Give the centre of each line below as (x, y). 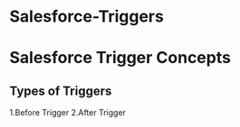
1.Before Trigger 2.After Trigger (68, 113)
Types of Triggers (61, 91)
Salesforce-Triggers (87, 17)
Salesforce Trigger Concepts (120, 58)
